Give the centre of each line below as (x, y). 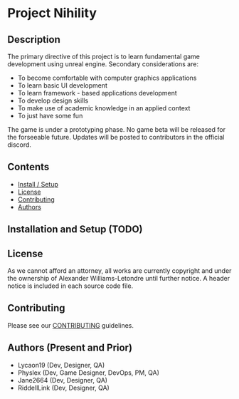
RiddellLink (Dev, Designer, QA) (64, 388)
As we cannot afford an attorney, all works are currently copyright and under (119, 271)
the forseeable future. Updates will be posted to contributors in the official (116, 137)
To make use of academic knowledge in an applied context (104, 108)
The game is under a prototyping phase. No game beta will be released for (117, 129)
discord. (20, 145)
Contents (28, 167)
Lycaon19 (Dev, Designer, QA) (61, 365)
